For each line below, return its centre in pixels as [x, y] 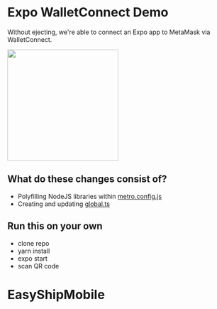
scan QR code [38, 266]
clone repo [33, 243]
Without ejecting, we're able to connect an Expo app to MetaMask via [109, 32]
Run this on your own [55, 226]
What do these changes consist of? [87, 179]
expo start [33, 258]
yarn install [34, 251]
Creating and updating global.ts [63, 204]
